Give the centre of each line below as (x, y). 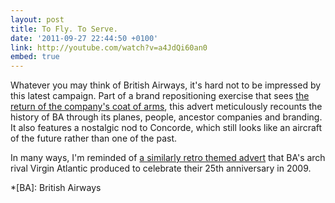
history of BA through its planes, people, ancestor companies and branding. (166, 117)
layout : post (37, 19)
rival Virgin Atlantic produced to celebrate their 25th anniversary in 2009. (161, 168)
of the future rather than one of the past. (94, 138)
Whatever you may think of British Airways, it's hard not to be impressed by (166, 85)
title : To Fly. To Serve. (64, 29)
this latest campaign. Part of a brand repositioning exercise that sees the (160, 96)
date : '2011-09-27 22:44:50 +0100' (84, 38)
